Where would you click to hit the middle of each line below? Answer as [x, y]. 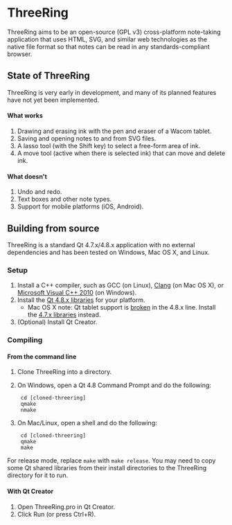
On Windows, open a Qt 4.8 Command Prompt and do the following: [114, 385]
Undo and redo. [39, 192]
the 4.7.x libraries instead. [64, 315]
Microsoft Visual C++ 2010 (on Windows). [77, 293]
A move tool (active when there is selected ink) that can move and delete [121, 153]
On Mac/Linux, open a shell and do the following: [87, 423]
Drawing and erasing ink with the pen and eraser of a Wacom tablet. [114, 131]
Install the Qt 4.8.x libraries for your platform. [81, 300]
